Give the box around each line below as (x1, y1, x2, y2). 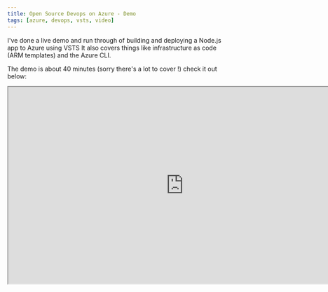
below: (7, 71, 27, 81)
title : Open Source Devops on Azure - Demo (7, 10, 137, 18)
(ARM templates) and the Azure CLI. (7, 50, 111, 60)
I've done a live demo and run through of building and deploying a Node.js (7, 36, 222, 44)
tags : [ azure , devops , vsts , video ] (7, 17, 114, 24)
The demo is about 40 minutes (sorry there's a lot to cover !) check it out (7, 64, 217, 73)
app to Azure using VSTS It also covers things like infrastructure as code (7, 43, 217, 52)
